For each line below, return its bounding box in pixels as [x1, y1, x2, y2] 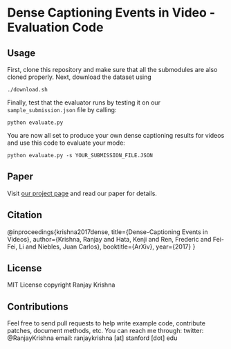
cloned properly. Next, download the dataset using [7, 73, 152, 81]
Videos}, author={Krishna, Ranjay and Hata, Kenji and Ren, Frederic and [7, 235, 212, 243]
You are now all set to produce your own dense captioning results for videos [7, 132, 225, 139]
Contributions [7, 301, 68, 312]
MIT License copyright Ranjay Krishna [7, 280, 115, 289]
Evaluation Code [7, 19, 104, 35]
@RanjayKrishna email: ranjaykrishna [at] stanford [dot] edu [7, 334, 178, 342]
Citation [7, 209, 43, 221]
